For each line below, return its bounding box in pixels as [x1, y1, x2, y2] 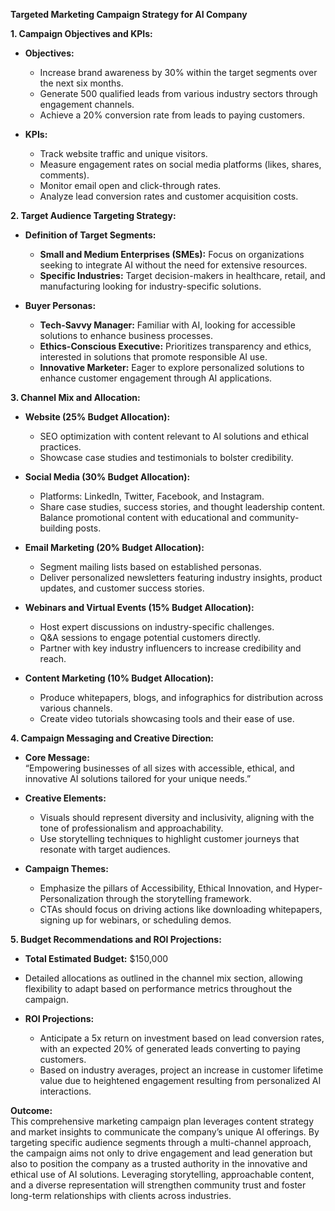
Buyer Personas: [24, 300, 97, 311]
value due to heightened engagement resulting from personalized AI [39, 1075, 322, 1086]
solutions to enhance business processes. [39, 330, 214, 341]
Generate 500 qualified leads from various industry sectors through [39, 88, 318, 99]
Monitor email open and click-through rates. [39, 180, 222, 191]
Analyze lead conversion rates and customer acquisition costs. [39, 190, 299, 202]
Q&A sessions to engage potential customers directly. [39, 632, 261, 643]
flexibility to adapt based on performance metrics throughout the [24, 983, 293, 994]
